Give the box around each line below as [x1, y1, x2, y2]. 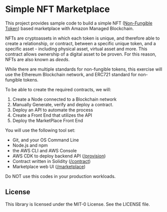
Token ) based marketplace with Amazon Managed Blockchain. [5, 25, 134, 31]
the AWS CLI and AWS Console [12, 147, 77, 153]
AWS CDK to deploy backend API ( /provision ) [12, 153, 106, 159]
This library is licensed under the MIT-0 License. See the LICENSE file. [5, 201, 150, 207]
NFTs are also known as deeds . [5, 56, 70, 62]
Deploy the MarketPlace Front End [12, 117, 83, 123]
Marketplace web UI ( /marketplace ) [12, 163, 86, 169]
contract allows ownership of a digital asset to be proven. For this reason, [5, 51, 156, 57]
